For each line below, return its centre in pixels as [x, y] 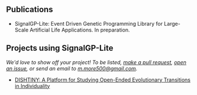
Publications [30, 10]
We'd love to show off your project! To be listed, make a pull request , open [96, 62]
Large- [172, 23]
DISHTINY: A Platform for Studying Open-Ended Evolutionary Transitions [103, 80]
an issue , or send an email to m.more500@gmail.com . [72, 68]
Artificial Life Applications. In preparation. [80, 30]
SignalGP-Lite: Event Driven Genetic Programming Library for [89, 23]
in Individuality [32, 86]
